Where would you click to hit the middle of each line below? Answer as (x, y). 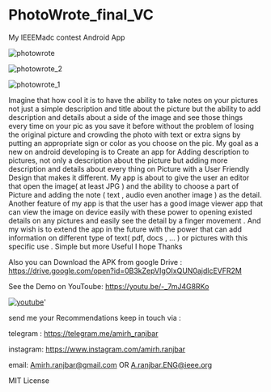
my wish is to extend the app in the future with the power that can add (125, 229)
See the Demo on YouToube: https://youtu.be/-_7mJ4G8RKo (109, 286)
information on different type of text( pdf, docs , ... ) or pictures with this (128, 237)
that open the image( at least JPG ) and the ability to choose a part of (124, 186)
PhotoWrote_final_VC (81, 15)
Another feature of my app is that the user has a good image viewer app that (136, 203)
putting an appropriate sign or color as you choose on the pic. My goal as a (133, 143)
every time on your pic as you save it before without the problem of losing (131, 126)
